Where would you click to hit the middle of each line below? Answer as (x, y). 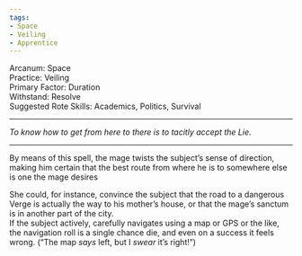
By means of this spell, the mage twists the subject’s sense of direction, (142, 158)
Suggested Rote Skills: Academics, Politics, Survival (105, 106)
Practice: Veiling (40, 78)
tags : (19, 18)
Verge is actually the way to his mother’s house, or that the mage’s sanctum (149, 204)
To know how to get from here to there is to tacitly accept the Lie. (130, 132)
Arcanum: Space (40, 68)
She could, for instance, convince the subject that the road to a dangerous (147, 195)
